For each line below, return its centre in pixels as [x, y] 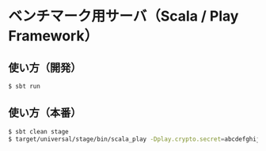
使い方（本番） [45, 113]
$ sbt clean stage [38, 131]
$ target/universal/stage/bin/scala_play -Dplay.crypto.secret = [116, 139]
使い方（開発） [45, 68]
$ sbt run [25, 86]
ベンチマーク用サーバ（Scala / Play [123, 16]
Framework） [53, 36]
